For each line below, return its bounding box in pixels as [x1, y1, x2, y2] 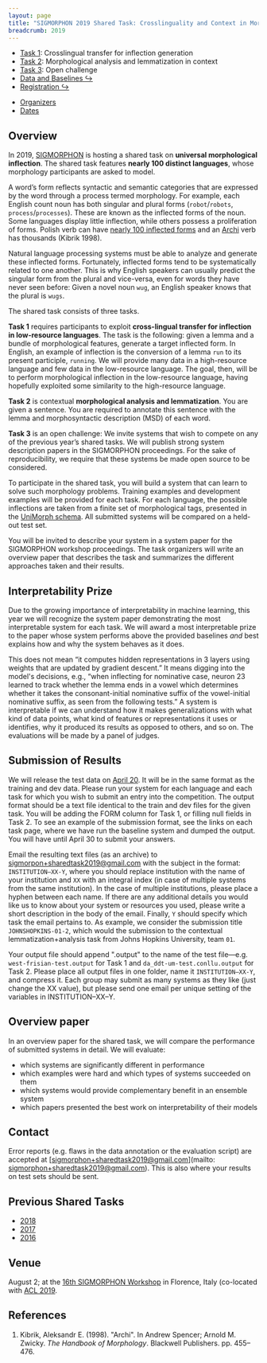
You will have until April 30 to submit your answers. [8, 834, 176, 844]
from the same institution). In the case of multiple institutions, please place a [8, 883, 258, 892]
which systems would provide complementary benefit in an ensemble [19, 1085, 248, 1095]
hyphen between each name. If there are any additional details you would [8, 892, 249, 901]
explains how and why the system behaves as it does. [8, 639, 184, 649]
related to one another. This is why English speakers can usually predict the [8, 266, 256, 275]
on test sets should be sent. [8, 1172, 99, 1181]
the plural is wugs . [8, 291, 65, 301]
